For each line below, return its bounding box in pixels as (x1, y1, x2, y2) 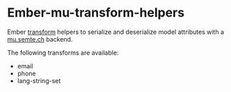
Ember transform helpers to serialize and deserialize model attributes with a (7, 28, 225, 36)
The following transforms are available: (7, 48, 119, 57)
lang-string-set (17, 76, 61, 84)
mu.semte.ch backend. (7, 35, 73, 43)
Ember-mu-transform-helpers (7, 5, 185, 21)
